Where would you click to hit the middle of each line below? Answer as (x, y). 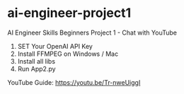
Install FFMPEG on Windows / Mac (68, 54)
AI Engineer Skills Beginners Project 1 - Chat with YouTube (92, 33)
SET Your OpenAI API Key (55, 46)
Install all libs (36, 61)
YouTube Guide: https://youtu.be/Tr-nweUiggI (74, 82)
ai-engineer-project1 (69, 13)
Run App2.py (36, 69)
